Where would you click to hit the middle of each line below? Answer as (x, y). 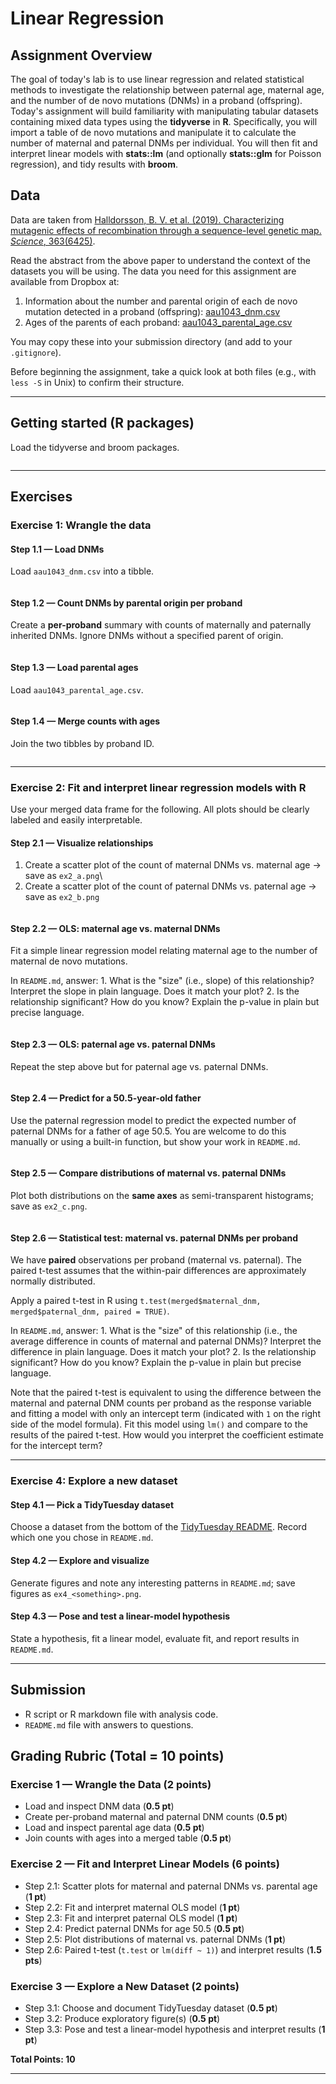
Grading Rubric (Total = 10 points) (117, 1756)
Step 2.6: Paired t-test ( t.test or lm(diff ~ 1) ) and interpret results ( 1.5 (173, 1949)
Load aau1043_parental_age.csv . (77, 689)
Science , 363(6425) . (53, 241)
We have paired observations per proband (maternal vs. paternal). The (156, 1260)
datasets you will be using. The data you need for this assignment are (153, 271)
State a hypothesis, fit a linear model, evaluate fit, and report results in (155, 1638)
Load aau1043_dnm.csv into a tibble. (82, 571)
